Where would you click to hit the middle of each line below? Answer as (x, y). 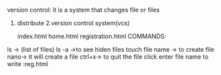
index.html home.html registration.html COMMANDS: (92, 36)
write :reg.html (28, 64)
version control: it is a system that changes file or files (83, 10)
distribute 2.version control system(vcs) (73, 23)
